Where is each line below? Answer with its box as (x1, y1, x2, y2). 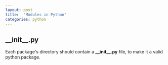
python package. (5, 54, 40, 60)
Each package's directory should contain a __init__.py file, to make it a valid (5, 49, 163, 55)
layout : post (5, 7, 33, 13)
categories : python (5, 17, 47, 22)
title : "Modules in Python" (5, 12, 67, 17)
